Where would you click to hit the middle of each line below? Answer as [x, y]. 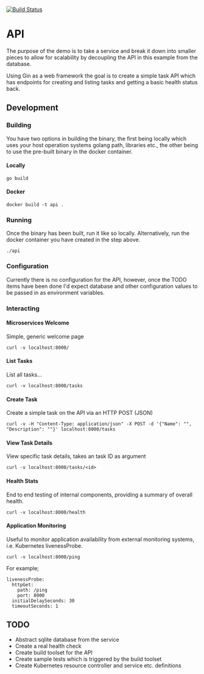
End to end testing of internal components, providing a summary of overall [100, 495]
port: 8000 [31, 595]
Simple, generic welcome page [45, 336]
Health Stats [22, 481]
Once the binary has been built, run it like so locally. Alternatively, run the [98, 233]
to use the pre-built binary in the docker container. [69, 151]
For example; [23, 568]
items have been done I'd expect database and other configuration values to [102, 286]
